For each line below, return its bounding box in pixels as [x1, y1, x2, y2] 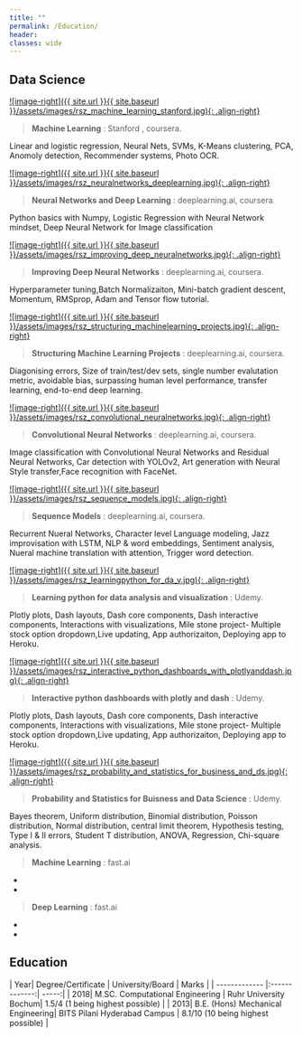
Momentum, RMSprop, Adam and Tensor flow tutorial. [9, 294, 210, 305]
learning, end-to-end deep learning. [9, 385, 143, 396]
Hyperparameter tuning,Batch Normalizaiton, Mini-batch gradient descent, [9, 284, 287, 295]
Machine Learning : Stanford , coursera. [31, 123, 182, 134]
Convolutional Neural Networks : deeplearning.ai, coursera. [31, 429, 257, 440]
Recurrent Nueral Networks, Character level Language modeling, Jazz [9, 528, 270, 539]
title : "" [9, 13, 47, 23]
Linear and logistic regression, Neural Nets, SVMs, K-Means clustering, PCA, [9, 141, 294, 152]
